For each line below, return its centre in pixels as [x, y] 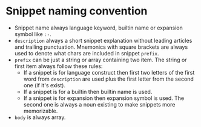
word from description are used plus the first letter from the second [109, 79]
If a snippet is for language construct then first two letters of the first [109, 72]
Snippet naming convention [77, 11]
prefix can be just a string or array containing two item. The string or [100, 60]
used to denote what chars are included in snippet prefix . [87, 53]
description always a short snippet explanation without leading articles [103, 40]
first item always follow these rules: [58, 66]
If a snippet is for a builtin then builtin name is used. [88, 91]
